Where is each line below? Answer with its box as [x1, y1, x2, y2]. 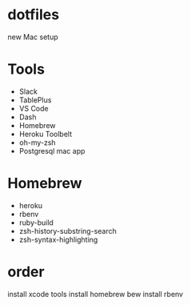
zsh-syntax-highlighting [18, 235, 98, 244]
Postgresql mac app [18, 146, 86, 155]
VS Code [18, 103, 49, 113]
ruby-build [18, 218, 54, 227]
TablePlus [18, 94, 52, 105]
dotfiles [7, 6, 60, 24]
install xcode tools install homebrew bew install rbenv [7, 289, 184, 299]
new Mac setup [7, 32, 59, 42]
